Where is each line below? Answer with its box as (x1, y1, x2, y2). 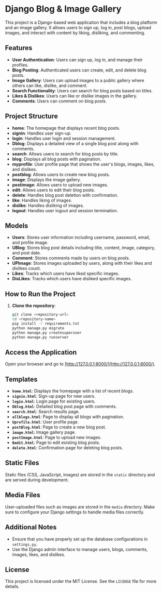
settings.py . (12, 541, 38, 547)
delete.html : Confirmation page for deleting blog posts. (12, 445, 123, 451)
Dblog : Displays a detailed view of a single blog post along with (12, 140, 139, 146)
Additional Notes (5, 523, 57, 531)
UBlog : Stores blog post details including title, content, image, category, (12, 245, 156, 251)
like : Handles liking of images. (12, 197, 73, 203)
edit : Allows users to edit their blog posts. (12, 187, 95, 193)
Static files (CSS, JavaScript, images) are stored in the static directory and (5, 472, 155, 477)
